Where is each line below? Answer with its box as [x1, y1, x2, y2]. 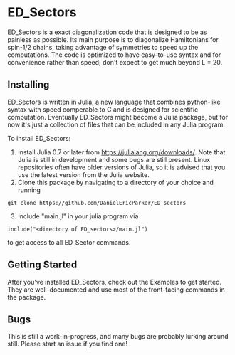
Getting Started [7, 259, 78, 271]
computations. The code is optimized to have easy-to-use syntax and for [7, 51, 221, 59]
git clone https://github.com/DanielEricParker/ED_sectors [7, 199, 187, 206]
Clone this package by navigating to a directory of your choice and [17, 178, 214, 186]
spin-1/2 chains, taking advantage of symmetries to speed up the [7, 43, 199, 51]
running [17, 186, 41, 194]
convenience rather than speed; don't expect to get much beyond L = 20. [7, 58, 223, 66]
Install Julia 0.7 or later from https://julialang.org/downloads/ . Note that [17, 147, 226, 157]
